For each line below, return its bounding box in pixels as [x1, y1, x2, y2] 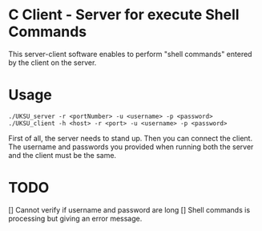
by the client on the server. [8, 58, 97, 67]
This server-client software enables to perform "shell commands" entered [8, 49, 252, 59]
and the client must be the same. [8, 150, 117, 160]
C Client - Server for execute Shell [8, 6, 240, 24]
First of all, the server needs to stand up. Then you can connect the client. [8, 133, 253, 143]
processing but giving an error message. [8, 213, 143, 223]
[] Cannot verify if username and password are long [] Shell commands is [8, 205, 251, 214]
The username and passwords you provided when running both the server [8, 142, 254, 152]
